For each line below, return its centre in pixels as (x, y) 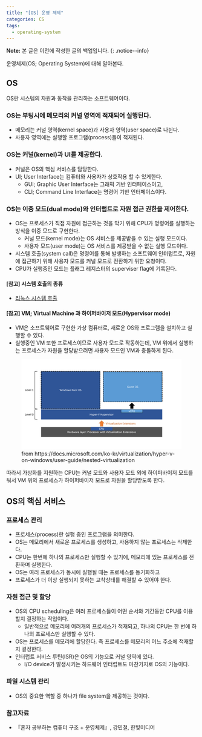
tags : (13, 25)
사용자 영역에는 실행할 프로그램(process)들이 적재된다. (80, 137)
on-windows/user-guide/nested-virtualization (78, 460)
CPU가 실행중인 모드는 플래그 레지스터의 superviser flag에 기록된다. (96, 268)
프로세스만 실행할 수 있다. (65, 634)
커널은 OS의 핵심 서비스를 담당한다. (57, 169)
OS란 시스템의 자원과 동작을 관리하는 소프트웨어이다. (68, 98)
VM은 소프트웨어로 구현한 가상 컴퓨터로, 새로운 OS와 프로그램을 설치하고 (100, 328)
